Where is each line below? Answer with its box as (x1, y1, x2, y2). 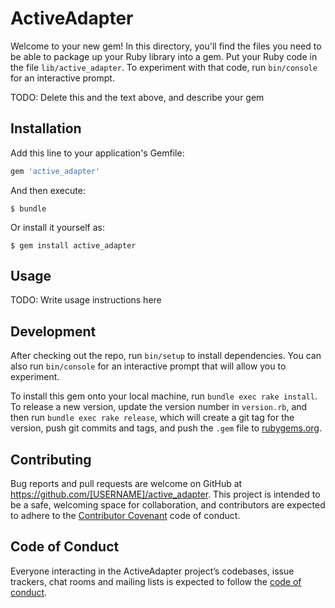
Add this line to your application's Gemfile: (10, 147, 185, 159)
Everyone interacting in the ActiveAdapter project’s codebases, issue (10, 565, 295, 577)
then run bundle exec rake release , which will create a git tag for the (10, 412, 295, 424)
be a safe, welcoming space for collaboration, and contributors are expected (10, 499, 326, 511)
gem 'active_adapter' (10, 166, 101, 176)
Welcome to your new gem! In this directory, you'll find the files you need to (10, 40, 322, 52)
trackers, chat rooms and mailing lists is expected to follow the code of (10, 575, 302, 587)
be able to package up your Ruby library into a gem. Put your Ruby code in (10, 50, 318, 62)
